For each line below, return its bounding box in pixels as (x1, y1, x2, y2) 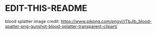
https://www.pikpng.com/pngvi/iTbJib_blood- (60, 18, 152, 24)
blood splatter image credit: (5, 18, 60, 24)
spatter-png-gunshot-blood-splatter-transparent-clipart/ (5, 23, 118, 29)
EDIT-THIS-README (5, 3, 87, 14)
